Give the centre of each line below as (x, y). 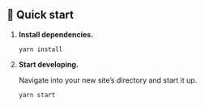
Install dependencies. (56, 34)
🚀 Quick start (40, 15)
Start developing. (49, 64)
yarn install (41, 49)
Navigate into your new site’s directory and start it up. (108, 80)
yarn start (37, 95)
